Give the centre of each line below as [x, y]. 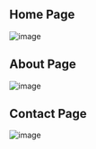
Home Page [42, 15]
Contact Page [48, 114]
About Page [43, 65]
